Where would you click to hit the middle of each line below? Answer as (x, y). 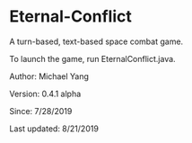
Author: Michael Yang (49, 76)
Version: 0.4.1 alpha (45, 94)
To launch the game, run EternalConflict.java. (93, 58)
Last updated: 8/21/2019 (54, 129)
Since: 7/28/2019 (41, 111)
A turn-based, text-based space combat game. (96, 41)
